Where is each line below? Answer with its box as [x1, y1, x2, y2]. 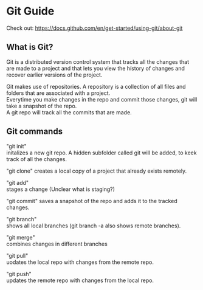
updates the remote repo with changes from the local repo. [6, 277, 154, 284]
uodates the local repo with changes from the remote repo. [6, 258, 154, 266]
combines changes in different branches [6, 240, 108, 247]
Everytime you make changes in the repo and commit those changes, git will [6, 95, 198, 103]
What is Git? [6, 42, 53, 52]
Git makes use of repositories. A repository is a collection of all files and [6, 83, 187, 90]
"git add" [6, 179, 29, 186]
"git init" [6, 142, 27, 150]
